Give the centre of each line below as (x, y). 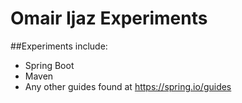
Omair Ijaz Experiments (109, 18)
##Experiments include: (59, 46)
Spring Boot (49, 65)
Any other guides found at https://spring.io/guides (128, 86)
